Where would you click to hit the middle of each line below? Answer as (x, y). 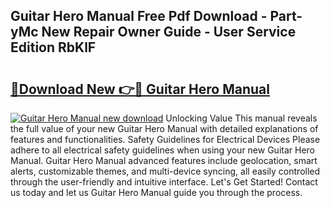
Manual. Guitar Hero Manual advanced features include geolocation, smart (164, 160)
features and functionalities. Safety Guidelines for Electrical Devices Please (165, 139)
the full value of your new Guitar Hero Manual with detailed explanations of (164, 128)
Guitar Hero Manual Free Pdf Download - (139, 16)
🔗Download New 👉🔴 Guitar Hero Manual (140, 89)
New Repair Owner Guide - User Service (169, 32)
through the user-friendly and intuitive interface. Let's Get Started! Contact (164, 182)
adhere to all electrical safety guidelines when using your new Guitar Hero (162, 150)
